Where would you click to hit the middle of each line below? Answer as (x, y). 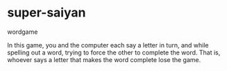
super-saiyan (47, 13)
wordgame (23, 32)
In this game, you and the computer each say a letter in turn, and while (108, 45)
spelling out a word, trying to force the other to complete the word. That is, (114, 52)
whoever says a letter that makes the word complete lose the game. (104, 59)
